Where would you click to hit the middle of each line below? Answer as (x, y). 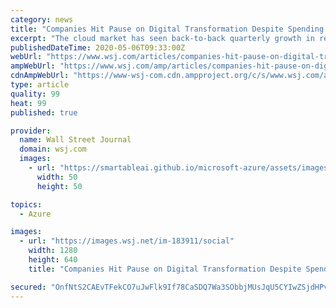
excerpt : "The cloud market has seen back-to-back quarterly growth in (162, 38)
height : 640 (53, 260)
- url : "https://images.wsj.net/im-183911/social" (127, 241)
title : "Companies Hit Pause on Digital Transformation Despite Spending (167, 29)
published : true (44, 112)
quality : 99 (35, 94)
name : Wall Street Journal (75, 140)
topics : (26, 204)
